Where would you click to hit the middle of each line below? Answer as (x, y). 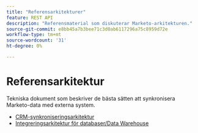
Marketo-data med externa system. (51, 105)
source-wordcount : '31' (37, 40)
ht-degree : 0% (24, 46)
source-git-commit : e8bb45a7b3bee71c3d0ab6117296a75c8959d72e (87, 29)
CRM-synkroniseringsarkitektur (55, 117)
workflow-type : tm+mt (34, 35)
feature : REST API (30, 18)
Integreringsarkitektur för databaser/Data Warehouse (82, 123)
